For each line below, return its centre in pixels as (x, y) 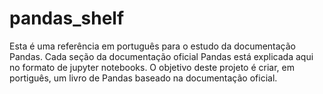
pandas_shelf (67, 18)
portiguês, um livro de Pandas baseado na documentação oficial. (143, 78)
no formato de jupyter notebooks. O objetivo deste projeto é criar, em (152, 67)
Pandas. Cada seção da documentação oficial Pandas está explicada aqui (161, 56)
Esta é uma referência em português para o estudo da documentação (153, 46)
